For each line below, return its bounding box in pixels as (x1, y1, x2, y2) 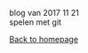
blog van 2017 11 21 (9, 8, 80, 18)
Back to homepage (9, 34, 78, 44)
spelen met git (9, 17, 62, 27)
